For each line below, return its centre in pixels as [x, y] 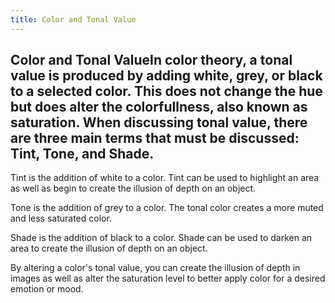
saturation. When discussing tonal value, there [159, 122]
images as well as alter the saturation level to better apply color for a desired [168, 278]
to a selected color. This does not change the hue [166, 91]
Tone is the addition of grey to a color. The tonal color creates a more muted [167, 208]
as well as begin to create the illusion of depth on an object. [133, 188]
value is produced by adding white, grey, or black [166, 76]
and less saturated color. [61, 218]
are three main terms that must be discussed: [155, 138]
